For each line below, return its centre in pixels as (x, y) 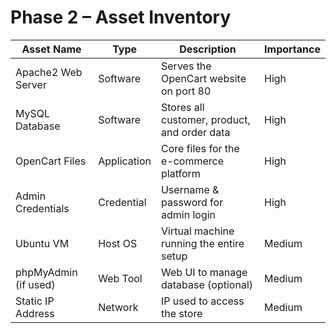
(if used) (35, 284)
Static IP (35, 301)
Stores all (183, 107)
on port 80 (186, 91)
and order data (196, 132)
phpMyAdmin (46, 272)
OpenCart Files (51, 161)
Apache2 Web (49, 72)
